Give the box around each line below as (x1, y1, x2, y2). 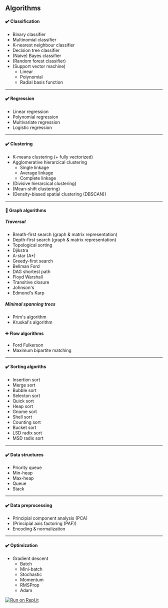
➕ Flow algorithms (5, 330, 44, 336)
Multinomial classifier (12, 36, 56, 42)
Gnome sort (12, 408, 37, 414)
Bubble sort (12, 387, 36, 393)
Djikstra (12, 247, 28, 253)
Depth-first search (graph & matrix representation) (12, 236, 116, 242)
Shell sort (12, 413, 32, 419)
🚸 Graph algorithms (5, 207, 46, 213)
